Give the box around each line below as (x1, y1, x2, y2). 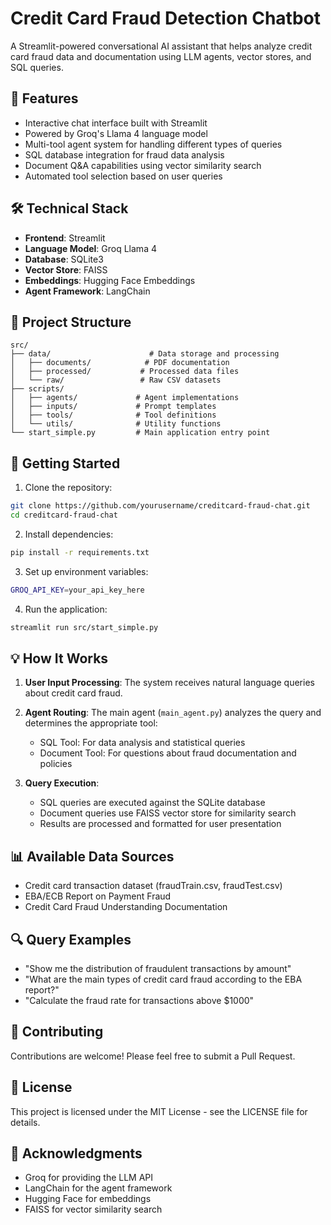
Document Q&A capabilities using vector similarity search (24, 159, 262, 171)
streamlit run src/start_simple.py (10, 622, 159, 632)
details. (10, 1116, 41, 1128)
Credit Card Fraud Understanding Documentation (24, 901, 228, 913)
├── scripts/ (10, 384, 65, 394)
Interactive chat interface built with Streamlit (24, 117, 208, 129)
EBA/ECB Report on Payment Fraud (24, 890, 172, 902)
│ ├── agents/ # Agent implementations (10, 393, 240, 403)
